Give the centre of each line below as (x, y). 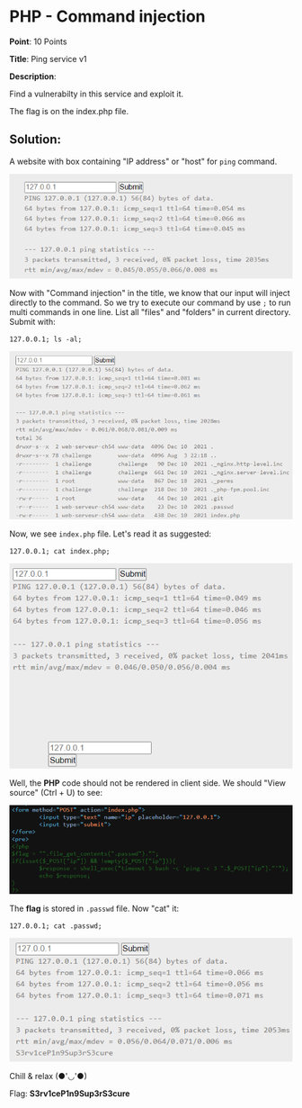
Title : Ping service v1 (48, 59)
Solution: (35, 140)
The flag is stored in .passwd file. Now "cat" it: (94, 908)
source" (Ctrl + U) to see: (56, 793)
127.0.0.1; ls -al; (46, 339)
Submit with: (32, 322)
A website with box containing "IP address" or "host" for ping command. (143, 161)
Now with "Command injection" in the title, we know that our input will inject (150, 293)
